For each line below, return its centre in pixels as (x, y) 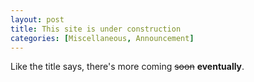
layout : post (37, 19)
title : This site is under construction (96, 29)
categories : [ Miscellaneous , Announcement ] (102, 38)
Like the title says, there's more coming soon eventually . (127, 67)
